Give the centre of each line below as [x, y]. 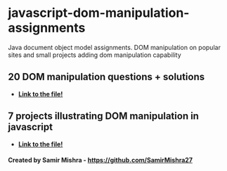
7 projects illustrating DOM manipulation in [104, 116]
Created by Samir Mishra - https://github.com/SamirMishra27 [100, 160]
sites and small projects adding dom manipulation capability [95, 55]
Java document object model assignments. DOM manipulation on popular [114, 47]
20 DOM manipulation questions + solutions [106, 77]
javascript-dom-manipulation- [99, 13]
